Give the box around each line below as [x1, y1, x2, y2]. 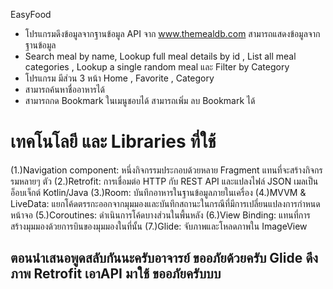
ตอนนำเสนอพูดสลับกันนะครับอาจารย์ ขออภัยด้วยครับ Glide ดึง [10, 250, 319, 267]
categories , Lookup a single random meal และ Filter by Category [24, 61, 290, 73]
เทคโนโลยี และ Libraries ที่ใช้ [10, 130, 217, 153]
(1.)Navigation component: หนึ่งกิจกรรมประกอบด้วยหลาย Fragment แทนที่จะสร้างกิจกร [10, 164, 323, 176]
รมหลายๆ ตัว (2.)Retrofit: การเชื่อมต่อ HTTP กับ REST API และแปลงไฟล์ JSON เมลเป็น [10, 175, 319, 187]
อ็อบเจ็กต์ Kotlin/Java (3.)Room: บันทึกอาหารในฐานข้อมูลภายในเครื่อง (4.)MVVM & [10, 186, 307, 198]
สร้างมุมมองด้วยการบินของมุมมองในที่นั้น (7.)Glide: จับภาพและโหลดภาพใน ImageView [10, 220, 308, 232]
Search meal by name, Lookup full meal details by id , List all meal [24, 50, 297, 62]
